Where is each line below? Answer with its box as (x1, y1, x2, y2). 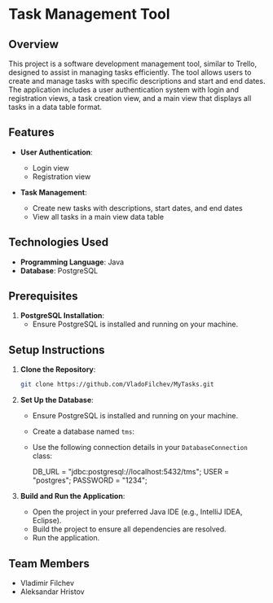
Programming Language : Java (20, 257, 125, 267)
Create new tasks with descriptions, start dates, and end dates (32, 203, 243, 212)
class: (32, 451, 53, 461)
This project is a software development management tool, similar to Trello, (8, 59, 258, 68)
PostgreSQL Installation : (20, 311, 104, 321)
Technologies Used (8, 235, 108, 249)
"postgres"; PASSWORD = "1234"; (32, 475, 148, 485)
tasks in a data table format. (8, 103, 103, 111)
